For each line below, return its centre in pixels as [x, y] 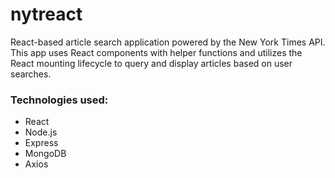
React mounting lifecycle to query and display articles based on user [151, 63]
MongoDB [45, 154]
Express [41, 143]
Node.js [41, 132]
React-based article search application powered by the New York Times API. [168, 42]
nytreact [46, 14]
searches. [31, 74]
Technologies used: [59, 100]
